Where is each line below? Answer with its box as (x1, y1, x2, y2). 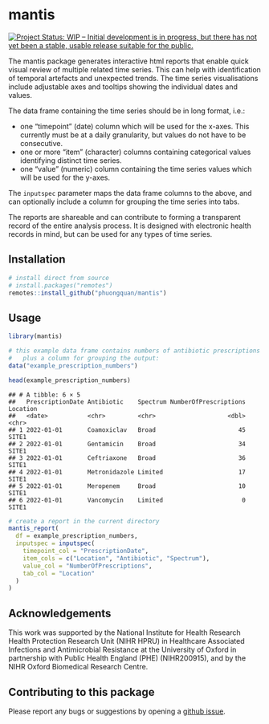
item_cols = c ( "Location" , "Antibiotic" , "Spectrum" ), (22, 554, 210, 563)
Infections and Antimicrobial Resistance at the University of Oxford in (8, 645, 237, 655)
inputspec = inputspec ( (15, 539, 95, 547)
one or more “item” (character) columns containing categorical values (19, 147, 251, 157)
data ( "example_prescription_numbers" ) (8, 361, 138, 370)
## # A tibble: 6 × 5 (8, 391, 81, 399)
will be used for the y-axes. (19, 173, 111, 182)
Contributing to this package (8, 685, 155, 699)
